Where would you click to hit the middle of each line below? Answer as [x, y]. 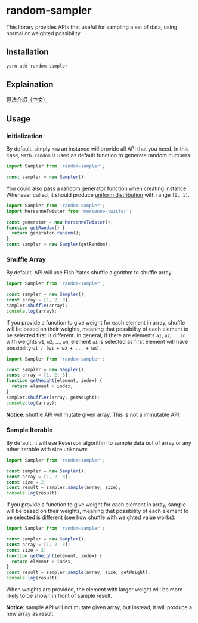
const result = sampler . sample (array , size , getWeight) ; [78, 572]
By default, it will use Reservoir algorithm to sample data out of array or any [99, 442]
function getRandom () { [36, 228]
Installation [27, 52]
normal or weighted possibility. [44, 33]
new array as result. [30, 614]
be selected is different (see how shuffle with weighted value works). [91, 517]
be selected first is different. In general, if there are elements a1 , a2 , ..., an [96, 335]
